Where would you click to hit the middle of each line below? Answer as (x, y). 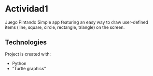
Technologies (26, 43)
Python (19, 63)
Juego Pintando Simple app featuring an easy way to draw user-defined (77, 22)
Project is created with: (28, 54)
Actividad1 (27, 9)
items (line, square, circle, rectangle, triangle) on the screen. (65, 27)
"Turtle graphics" (29, 68)
